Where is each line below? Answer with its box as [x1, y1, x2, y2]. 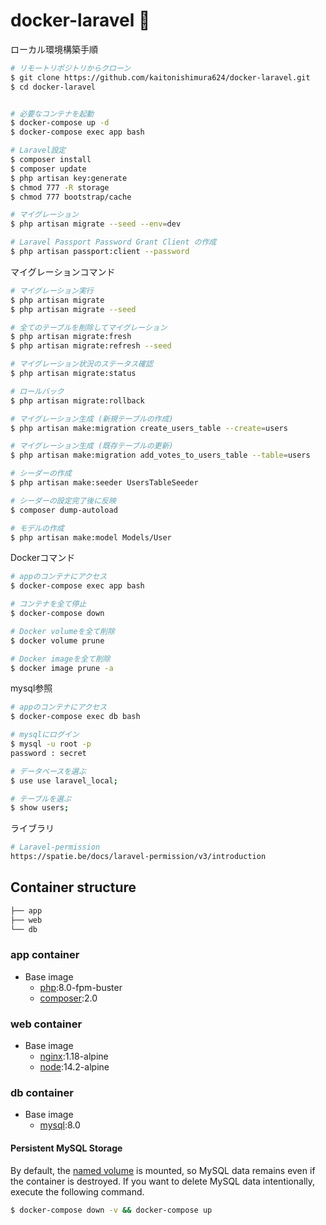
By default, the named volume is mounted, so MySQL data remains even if [10, 1164, 316, 1176]
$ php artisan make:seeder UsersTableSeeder [10, 478, 199, 488]
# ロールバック [10, 386, 65, 396]
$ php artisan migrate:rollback [10, 395, 145, 406]
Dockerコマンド [10, 552, 76, 564]
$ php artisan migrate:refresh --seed [10, 341, 172, 351]
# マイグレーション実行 [10, 285, 94, 296]
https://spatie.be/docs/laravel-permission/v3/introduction [10, 852, 267, 862]
